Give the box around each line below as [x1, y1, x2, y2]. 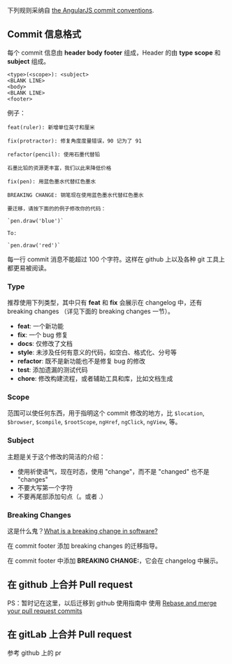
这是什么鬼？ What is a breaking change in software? [7, 527, 159, 535]
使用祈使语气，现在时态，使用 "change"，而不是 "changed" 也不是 [17, 467, 210, 475]
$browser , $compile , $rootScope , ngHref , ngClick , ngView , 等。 [7, 418, 182, 426]
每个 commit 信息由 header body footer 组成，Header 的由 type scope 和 [7, 48, 222, 57]
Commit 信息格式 [7, 29, 82, 41]
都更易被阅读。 [7, 264, 50, 272]
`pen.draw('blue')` [7, 217, 64, 224]
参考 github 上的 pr [7, 649, 61, 657]
